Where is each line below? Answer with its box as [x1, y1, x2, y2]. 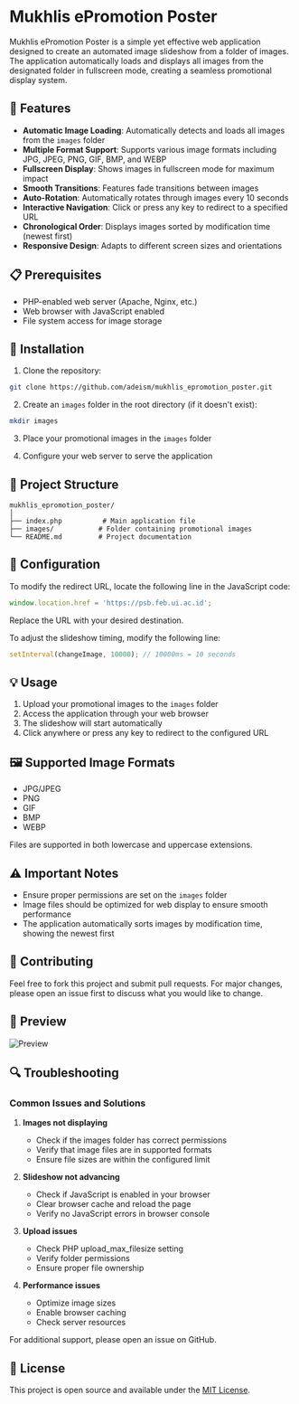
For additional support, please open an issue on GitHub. [9, 1334, 217, 1345]
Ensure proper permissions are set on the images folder [22, 889, 228, 900]
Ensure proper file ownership [35, 1263, 145, 1274]
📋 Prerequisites [9, 268, 102, 283]
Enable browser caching [35, 1307, 126, 1318]
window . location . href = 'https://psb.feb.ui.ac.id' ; [9, 598, 212, 608]
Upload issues [22, 1226, 79, 1237]
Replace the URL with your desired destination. [9, 615, 184, 626]
